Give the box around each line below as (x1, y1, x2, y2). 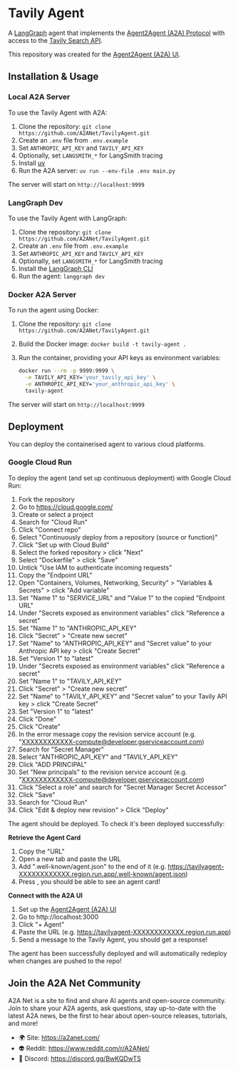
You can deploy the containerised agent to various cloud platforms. (8, 440, 206, 448)
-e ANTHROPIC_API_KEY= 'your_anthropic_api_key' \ (25, 380, 175, 388)
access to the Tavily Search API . (8, 36, 103, 44)
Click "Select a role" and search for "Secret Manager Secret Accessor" (18, 783, 227, 791)
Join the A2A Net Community (8, 977, 141, 989)
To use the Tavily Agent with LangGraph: (8, 214, 128, 222)
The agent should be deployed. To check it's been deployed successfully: (8, 819, 225, 828)
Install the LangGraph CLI (18, 264, 93, 272)
